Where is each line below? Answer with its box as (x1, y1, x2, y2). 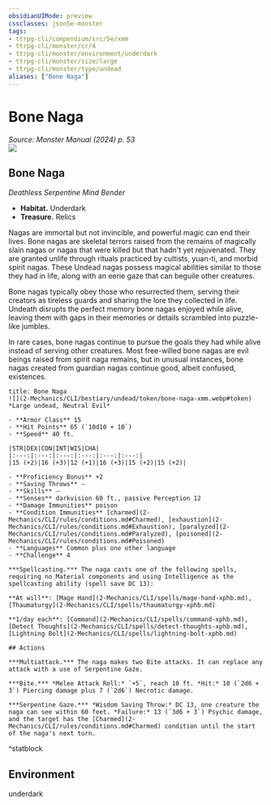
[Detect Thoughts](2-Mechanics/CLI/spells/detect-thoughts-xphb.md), (8, 623, 249, 631)
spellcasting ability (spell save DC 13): (8, 580, 154, 588)
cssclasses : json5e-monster (8, 20, 104, 28)
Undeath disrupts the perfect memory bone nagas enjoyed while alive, (8, 304, 243, 314)
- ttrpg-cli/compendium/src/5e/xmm (8, 34, 129, 43)
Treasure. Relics (19, 212, 76, 222)
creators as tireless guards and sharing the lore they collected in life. (8, 295, 238, 305)
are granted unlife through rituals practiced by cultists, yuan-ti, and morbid (8, 254, 258, 264)
